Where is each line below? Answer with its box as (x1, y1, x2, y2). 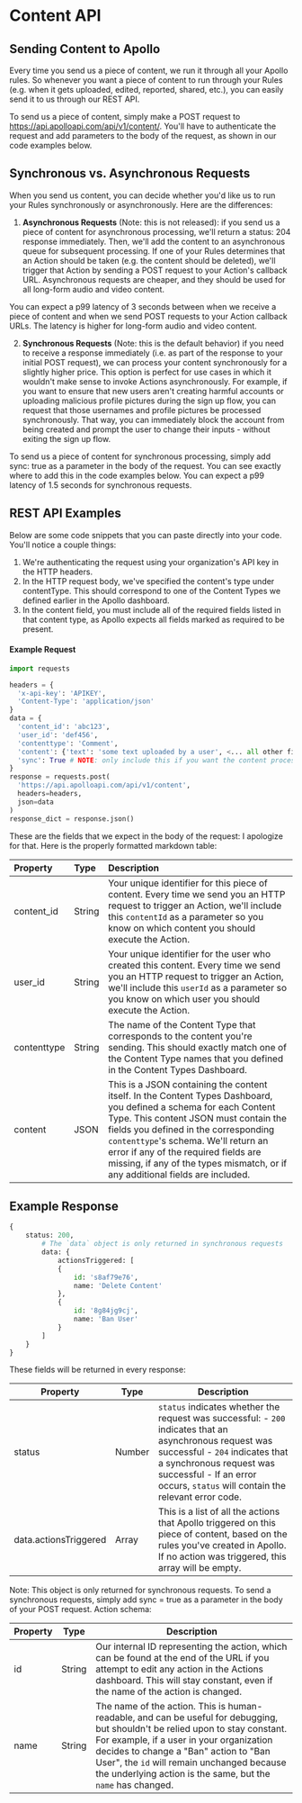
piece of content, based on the (157, 1528, 288, 1540)
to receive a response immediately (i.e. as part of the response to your (22, 347, 283, 358)
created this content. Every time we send (107, 959, 281, 971)
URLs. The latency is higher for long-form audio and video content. (9, 320, 258, 331)
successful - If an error (157, 1468, 257, 1481)
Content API (9, 5, 102, 26)
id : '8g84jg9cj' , (73, 1306, 139, 1315)
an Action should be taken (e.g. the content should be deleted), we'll (22, 255, 276, 266)
